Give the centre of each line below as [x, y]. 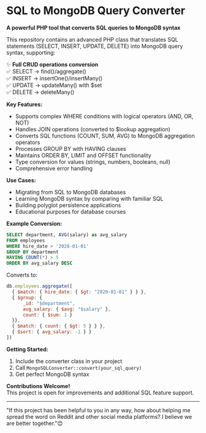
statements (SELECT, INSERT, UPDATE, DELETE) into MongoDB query [95, 46]
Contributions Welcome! [38, 386]
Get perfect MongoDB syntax [52, 374]
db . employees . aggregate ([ [39, 286]
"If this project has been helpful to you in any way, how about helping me [98, 410]
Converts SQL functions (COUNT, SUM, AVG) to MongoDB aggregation [105, 136]
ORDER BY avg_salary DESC [39, 263]
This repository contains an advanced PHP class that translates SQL [93, 39]
